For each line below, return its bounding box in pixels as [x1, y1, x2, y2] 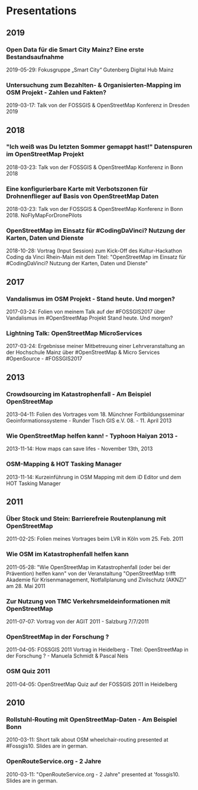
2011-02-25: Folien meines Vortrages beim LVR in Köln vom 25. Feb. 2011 [6, 535, 183, 542]
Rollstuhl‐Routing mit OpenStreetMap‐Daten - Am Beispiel [6, 715, 177, 723]
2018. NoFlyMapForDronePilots [6, 212, 82, 219]
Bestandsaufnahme [6, 53, 64, 61]
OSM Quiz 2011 [6, 667, 50, 675]
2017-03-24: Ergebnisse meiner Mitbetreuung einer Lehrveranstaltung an [6, 343, 185, 350]
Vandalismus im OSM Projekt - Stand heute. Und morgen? [6, 294, 176, 303]
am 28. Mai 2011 [6, 582, 46, 589]
